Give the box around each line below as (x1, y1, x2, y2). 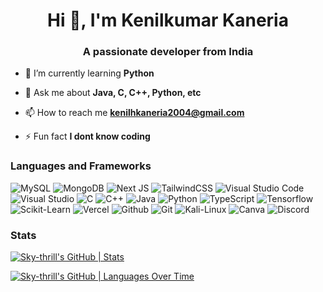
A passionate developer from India (82, 45, 254, 59)
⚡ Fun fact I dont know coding (24, 130, 151, 143)
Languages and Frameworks (10, 159, 152, 173)
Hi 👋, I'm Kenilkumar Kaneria (47, 9, 289, 32)
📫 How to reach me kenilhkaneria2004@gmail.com (24, 107, 245, 119)
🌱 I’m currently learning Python (24, 67, 155, 79)
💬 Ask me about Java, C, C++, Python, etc (24, 87, 202, 99)
